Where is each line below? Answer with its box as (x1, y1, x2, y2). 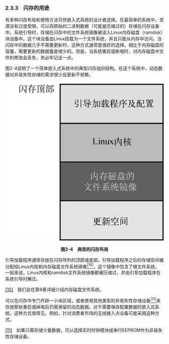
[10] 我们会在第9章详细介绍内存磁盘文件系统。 (5, 287, 104, 293)
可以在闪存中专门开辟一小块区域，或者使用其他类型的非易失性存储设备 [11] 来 (5, 297, 161, 304)
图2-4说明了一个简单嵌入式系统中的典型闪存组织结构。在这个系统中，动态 (5, 65, 158, 72)
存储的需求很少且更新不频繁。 (31, 72, 94, 78)
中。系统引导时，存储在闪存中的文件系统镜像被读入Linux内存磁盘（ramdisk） (5, 29, 163, 36)
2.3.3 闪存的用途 (5, 4, 49, 11)
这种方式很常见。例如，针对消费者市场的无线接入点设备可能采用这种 (14, 310, 155, 316)
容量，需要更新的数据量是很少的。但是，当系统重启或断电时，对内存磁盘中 (5, 48, 159, 54)
